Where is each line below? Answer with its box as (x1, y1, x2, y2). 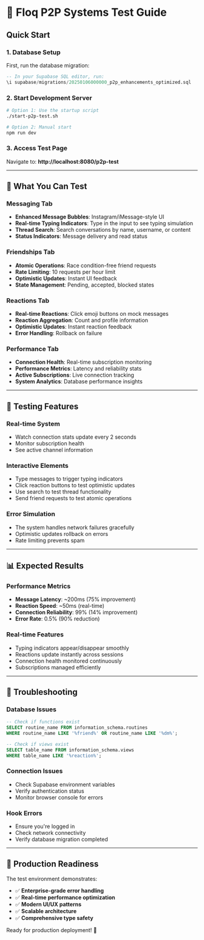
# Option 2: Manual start (6, 124, 72, 130)
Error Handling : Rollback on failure (15, 330, 103, 336)
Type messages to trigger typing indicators (15, 475, 123, 482)
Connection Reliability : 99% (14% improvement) (15, 608, 138, 616)
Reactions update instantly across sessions (15, 650, 124, 658)
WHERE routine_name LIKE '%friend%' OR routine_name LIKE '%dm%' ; (6, 730, 178, 736)
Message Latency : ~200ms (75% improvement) (15, 596, 136, 603)
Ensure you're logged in (15, 823, 75, 830)
